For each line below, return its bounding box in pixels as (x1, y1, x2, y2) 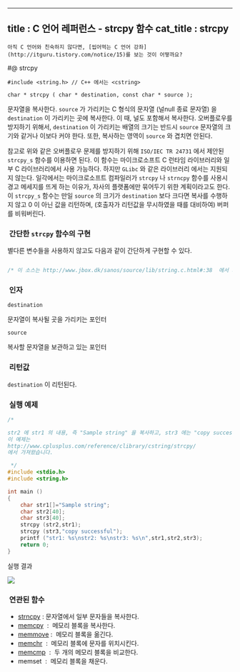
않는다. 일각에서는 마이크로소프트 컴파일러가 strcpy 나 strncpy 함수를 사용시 (14, 173, 229, 182)
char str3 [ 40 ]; (20, 515, 66, 522)
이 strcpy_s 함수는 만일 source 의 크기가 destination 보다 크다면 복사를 (7, 191, 209, 200)
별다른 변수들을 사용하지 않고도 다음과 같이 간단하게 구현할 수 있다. (7, 246, 192, 255)
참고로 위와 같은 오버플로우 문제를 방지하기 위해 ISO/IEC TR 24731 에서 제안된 (7, 146, 224, 155)
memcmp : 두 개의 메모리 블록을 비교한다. (17, 648, 139, 656)
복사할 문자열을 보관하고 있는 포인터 (7, 343, 107, 351)
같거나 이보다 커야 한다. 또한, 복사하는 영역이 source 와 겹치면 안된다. (20, 131, 213, 140)
